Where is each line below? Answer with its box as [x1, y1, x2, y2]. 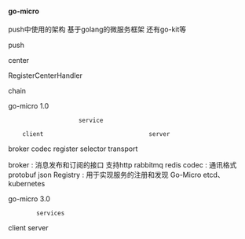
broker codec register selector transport [8, 144, 138, 153]
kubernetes [8, 179, 46, 189]
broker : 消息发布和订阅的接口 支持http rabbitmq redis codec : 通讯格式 [8, 160, 237, 170]
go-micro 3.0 [8, 194, 51, 204]
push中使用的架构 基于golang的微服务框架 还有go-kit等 [8, 24, 187, 35]
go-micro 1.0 [8, 101, 49, 111]
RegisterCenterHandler [8, 71, 82, 80]
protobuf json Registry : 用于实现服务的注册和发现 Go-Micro [8, 170, 202, 180]
